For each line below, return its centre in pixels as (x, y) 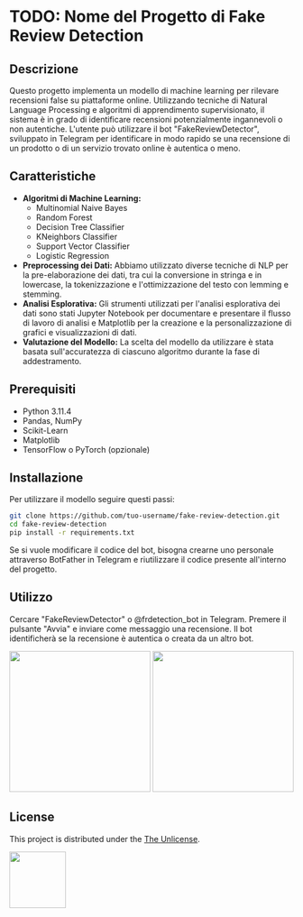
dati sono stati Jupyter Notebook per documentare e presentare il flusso (156, 313)
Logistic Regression (73, 255)
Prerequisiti (43, 390)
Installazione (46, 478)
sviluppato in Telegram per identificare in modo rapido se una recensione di (150, 138)
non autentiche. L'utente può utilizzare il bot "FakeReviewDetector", (134, 129)
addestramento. (52, 361)
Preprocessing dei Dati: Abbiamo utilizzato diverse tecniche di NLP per (155, 265)
